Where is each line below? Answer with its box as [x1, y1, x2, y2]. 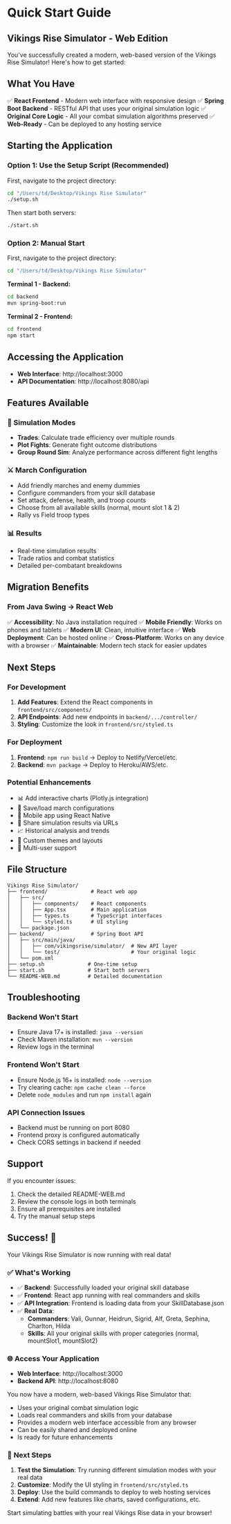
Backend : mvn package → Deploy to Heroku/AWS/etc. [17, 760, 168, 769]
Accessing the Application [7, 351, 124, 363]
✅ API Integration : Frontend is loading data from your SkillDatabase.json [17, 1298, 225, 1307]
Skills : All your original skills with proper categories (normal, [27, 1329, 199, 1337]
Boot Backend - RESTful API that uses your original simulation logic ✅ [7, 104, 207, 112]
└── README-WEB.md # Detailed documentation [7, 973, 163, 980]
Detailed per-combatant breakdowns [17, 561, 122, 569]
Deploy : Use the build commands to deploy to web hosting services [17, 1488, 211, 1496]
